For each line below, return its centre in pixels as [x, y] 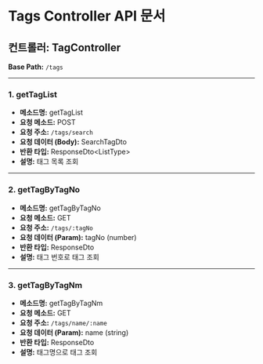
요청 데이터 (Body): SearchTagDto [73, 142]
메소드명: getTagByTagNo [60, 208]
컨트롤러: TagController [65, 47]
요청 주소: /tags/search [56, 132]
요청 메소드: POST [47, 122]
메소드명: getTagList [51, 113]
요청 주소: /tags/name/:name [63, 322]
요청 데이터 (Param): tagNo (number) [78, 237]
